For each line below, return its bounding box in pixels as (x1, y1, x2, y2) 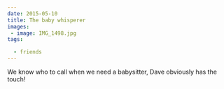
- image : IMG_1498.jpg (10, 29, 77, 37)
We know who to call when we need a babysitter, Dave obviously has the (7, 67, 217, 76)
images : (7, 23, 30, 30)
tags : (7, 36, 23, 43)
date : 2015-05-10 (7, 10, 58, 17)
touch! (7, 75, 26, 83)
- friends (13, 49, 42, 56)
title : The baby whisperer (7, 17, 86, 24)
